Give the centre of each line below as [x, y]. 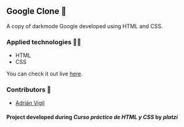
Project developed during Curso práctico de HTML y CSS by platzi [92, 117]
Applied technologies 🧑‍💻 [44, 42]
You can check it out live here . [44, 74]
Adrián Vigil [30, 103]
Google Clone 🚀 [36, 11]
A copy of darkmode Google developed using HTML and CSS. [85, 26]
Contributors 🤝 [29, 90]
